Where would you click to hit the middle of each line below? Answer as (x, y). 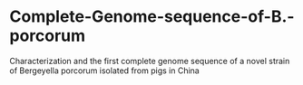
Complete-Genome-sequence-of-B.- (152, 17)
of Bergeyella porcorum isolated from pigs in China (104, 71)
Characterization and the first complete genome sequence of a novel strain (150, 61)
